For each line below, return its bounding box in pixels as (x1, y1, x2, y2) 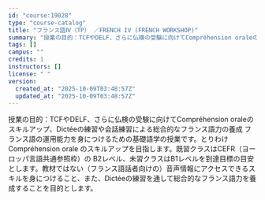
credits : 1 (8, 56, 44, 64)
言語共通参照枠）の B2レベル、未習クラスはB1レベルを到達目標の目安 (28, 154, 255, 164)
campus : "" (8, 48, 44, 56)
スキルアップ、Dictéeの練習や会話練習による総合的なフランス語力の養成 (8, 124, 243, 134)
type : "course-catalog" (8, 19, 87, 27)
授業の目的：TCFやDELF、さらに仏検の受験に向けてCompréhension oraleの (8, 115, 254, 124)
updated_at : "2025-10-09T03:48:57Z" (15, 92, 136, 100)
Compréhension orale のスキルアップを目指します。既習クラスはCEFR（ (8, 144, 243, 154)
